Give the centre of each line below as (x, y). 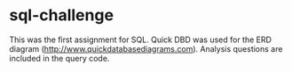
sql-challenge (61, 15)
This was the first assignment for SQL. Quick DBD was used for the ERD (141, 40)
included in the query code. (59, 58)
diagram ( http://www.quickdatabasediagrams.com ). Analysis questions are (146, 48)
